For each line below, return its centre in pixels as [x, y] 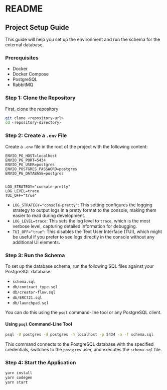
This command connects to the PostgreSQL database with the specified [79, 344]
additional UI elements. [36, 242]
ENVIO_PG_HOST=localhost [31, 156]
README [24, 9]
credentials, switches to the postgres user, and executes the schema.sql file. [83, 350]
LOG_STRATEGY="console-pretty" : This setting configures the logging [82, 205]
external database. [25, 45]
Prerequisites [22, 57]
